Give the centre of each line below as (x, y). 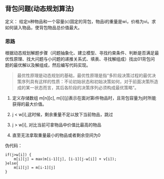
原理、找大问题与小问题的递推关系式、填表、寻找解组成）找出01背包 (82, 59)
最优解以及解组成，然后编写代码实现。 (52, 65)
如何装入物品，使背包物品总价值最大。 (43, 27)
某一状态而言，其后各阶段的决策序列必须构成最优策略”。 (82, 88)
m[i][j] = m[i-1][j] (35, 168)
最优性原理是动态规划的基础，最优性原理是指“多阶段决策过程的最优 (84, 76)
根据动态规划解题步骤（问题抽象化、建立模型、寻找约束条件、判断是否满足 (80, 53)
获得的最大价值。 (29, 104)
